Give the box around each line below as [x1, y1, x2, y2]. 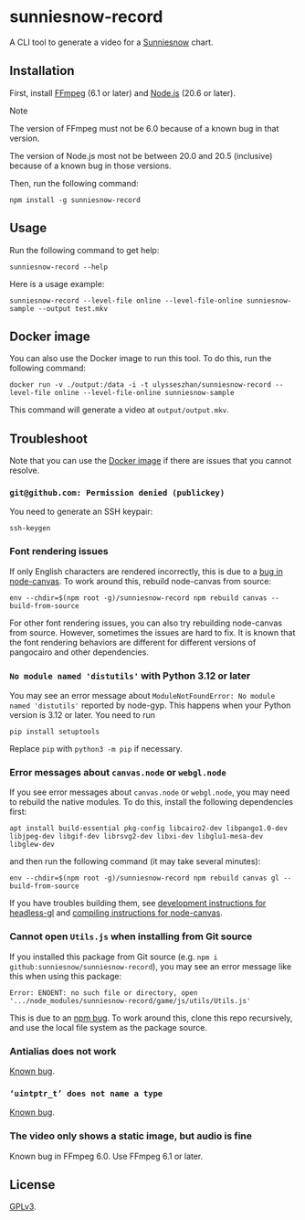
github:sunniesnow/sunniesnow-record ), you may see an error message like [9, 960, 292, 971]
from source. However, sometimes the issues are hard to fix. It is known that [9, 626, 296, 637]
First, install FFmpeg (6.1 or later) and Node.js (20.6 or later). [9, 87, 236, 98]
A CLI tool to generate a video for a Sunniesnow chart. [9, 37, 214, 48]
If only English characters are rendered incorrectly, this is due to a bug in [9, 565, 283, 577]
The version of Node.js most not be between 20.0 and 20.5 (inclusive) [9, 150, 273, 161]
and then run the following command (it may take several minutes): [9, 856, 261, 867]
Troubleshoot [9, 431, 89, 446]
